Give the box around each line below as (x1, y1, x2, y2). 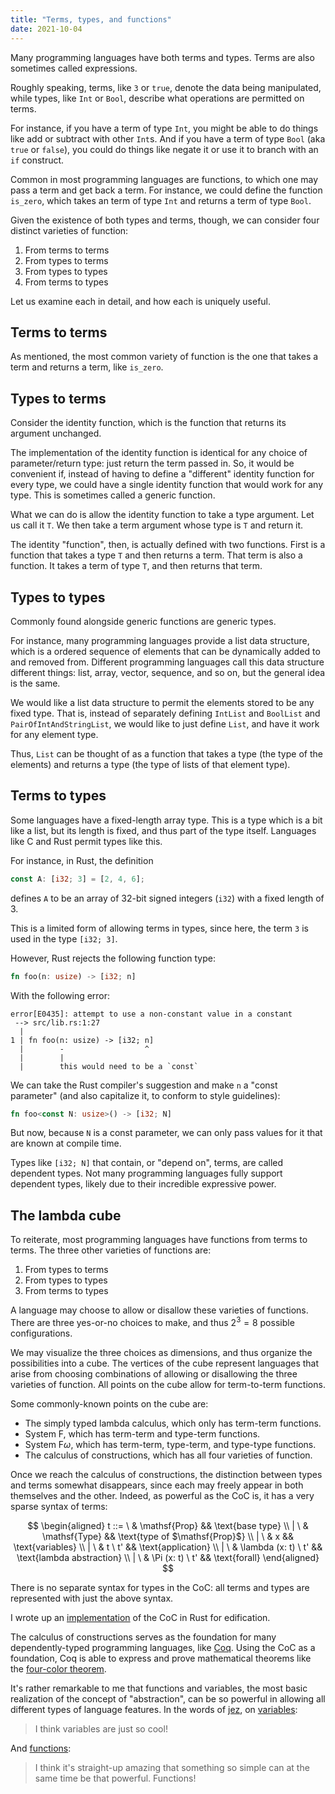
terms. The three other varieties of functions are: (10, 1244, 212, 1256)
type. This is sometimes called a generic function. (10, 489, 216, 501)
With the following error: (10, 989, 111, 1001)
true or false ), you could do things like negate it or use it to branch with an (10, 143, 319, 155)
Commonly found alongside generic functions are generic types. (10, 615, 277, 627)
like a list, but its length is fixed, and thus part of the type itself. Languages (10, 824, 317, 836)
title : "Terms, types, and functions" (10, 14, 172, 25)
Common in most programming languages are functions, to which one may (10, 173, 319, 185)
